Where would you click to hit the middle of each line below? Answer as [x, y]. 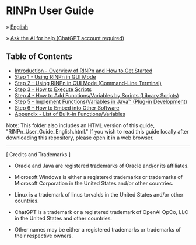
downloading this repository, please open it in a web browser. [80, 138]
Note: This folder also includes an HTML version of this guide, [80, 125]
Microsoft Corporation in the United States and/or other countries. [94, 183]
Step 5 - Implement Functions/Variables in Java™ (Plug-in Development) [101, 101]
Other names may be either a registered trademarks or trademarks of [97, 229]
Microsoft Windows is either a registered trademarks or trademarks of [98, 177]
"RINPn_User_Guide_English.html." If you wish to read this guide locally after [97, 131]
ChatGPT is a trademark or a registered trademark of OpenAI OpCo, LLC [101, 212]
